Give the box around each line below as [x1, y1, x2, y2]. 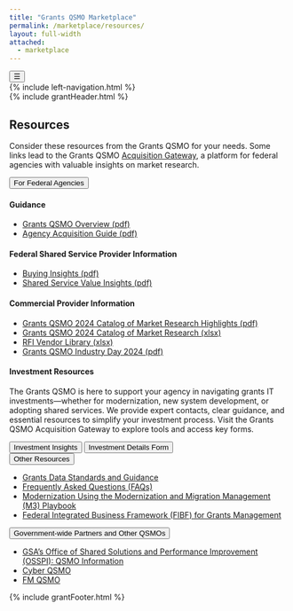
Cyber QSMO [21, 565, 71, 576]
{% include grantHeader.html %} [9, 91, 129, 102]
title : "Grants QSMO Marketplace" [9, 12, 138, 22]
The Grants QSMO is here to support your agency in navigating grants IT [9, 386, 274, 396]
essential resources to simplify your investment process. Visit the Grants [9, 414, 274, 425]
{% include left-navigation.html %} [9, 82, 136, 93]
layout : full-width [9, 29, 82, 38]
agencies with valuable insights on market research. [9, 159, 200, 169]
